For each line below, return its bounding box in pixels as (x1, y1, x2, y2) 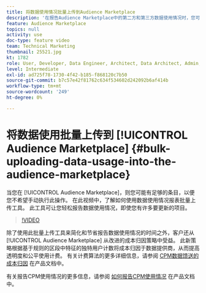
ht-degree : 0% (6, 94, 43, 101)
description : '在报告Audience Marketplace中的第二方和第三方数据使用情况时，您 (6, 15, 196, 21)
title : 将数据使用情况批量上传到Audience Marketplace (6, 9, 135, 15)
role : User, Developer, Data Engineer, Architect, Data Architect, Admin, (6, 60, 202, 66)
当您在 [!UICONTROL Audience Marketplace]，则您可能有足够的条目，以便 (6, 188, 195, 196)
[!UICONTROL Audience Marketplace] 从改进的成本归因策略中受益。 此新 (6, 237, 191, 244)
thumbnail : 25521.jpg (6, 49, 62, 55)
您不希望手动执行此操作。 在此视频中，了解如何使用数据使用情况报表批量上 (6, 196, 196, 204)
